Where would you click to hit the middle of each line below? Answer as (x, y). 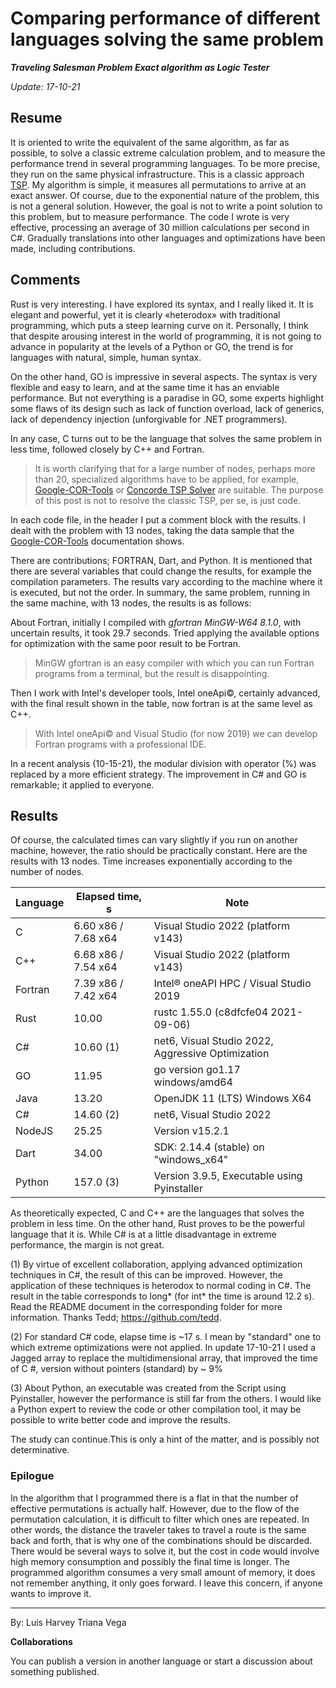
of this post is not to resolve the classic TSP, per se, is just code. (168, 500)
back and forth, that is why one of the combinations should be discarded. (161, 1540)
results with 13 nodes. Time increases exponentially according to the (151, 861)
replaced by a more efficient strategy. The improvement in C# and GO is (158, 774)
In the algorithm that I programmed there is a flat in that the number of (154, 1498)
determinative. (40, 1450)
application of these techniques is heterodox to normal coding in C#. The (161, 1286)
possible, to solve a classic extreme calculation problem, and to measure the (168, 153)
